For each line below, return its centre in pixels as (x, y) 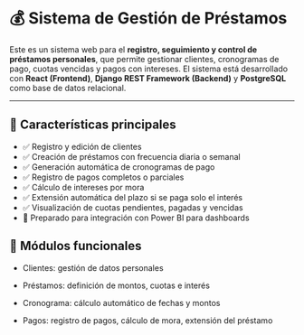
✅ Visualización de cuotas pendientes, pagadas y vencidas (133, 207)
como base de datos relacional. (68, 88)
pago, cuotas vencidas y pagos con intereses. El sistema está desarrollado (148, 69)
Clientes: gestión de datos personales (93, 267)
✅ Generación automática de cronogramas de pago (119, 167)
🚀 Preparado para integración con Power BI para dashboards (136, 218)
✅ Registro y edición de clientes (82, 146)
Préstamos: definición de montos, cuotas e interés (116, 285)
